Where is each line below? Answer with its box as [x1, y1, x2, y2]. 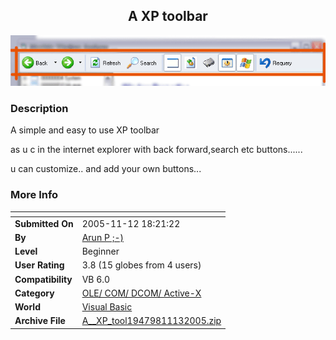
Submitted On [14, 217, 74, 229]
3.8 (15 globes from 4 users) [81, 259, 202, 271]
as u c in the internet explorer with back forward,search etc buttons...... [10, 144, 303, 156]
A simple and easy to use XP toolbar [10, 124, 160, 136]
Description [10, 102, 69, 116]
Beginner [81, 245, 120, 258]
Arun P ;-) [81, 231, 124, 243]
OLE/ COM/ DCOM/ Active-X [81, 287, 202, 299]
